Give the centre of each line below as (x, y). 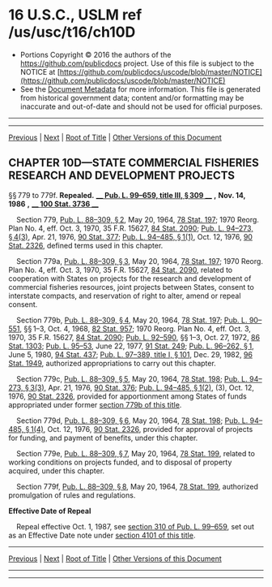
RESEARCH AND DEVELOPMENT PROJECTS (122, 176)
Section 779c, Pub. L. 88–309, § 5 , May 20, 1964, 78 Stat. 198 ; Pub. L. (132, 378)
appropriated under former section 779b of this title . (95, 404)
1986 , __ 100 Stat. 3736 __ (53, 204)
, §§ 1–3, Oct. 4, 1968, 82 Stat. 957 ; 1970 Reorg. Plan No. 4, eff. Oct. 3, (135, 328)
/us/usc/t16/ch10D (72, 32)
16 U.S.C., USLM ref (75, 15)
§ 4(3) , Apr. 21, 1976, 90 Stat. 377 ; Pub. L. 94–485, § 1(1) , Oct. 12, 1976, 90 (131, 236)
